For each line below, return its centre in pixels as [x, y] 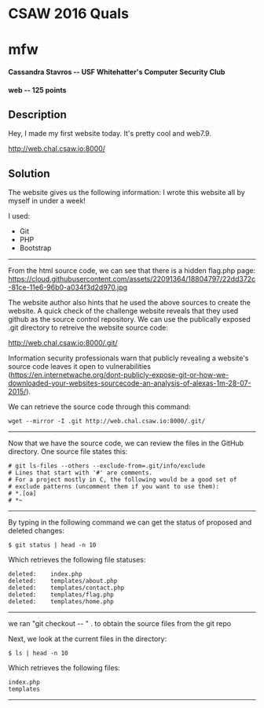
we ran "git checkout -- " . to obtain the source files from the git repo [120, 624]
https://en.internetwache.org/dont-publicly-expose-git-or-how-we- [120, 375]
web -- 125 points [37, 90]
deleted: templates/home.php [61, 602]
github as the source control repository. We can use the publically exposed [130, 319]
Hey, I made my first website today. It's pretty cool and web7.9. [110, 134]
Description [37, 114]
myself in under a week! [47, 201]
